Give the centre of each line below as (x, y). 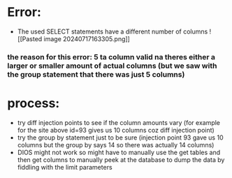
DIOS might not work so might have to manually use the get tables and (119, 152)
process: (34, 104)
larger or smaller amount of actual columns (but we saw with (112, 66)
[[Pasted (30, 38)
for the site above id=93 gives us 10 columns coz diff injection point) (116, 130)
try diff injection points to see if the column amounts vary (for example (119, 122)
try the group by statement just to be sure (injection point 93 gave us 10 (120, 138)
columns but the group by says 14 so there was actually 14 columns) (116, 144)
